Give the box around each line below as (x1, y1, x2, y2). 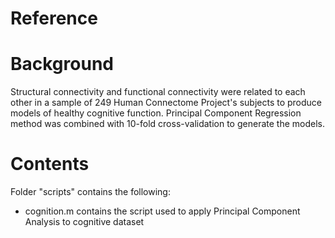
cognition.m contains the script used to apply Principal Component (24, 205, 301, 217)
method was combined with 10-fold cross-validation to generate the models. (10, 118, 325, 130)
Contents (10, 153, 90, 176)
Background (10, 53, 114, 76)
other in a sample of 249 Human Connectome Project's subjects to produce (10, 97, 323, 109)
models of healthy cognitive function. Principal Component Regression (10, 107, 302, 119)
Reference (10, 7, 98, 30)
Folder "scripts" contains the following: (10, 186, 171, 198)
